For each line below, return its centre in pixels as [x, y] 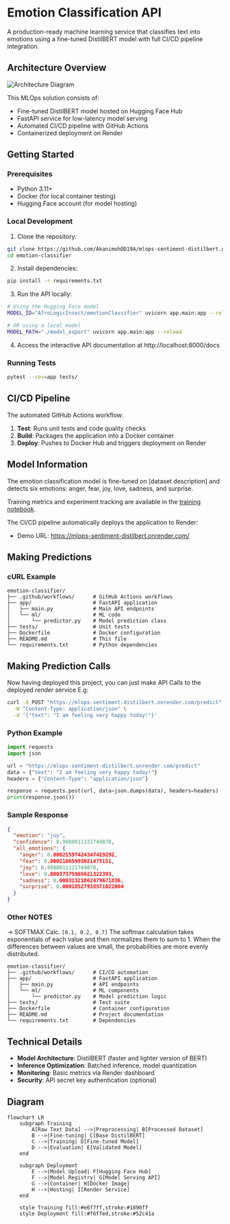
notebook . [22, 509]
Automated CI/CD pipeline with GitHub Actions [82, 126]
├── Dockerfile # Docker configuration [84, 633]
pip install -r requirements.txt [55, 281]
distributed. [23, 954]
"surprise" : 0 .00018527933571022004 [72, 887]
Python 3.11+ [35, 189]
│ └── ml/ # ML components [73, 990]
